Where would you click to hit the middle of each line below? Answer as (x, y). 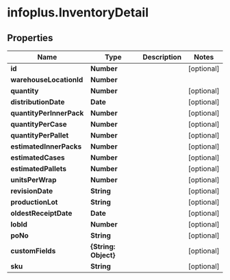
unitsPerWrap (34, 180)
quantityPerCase (39, 124)
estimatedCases (38, 157)
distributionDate (38, 102)
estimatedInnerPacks (46, 147)
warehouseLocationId (47, 80)
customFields (33, 251)
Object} (103, 255)
